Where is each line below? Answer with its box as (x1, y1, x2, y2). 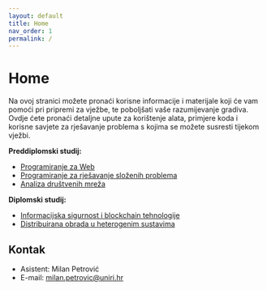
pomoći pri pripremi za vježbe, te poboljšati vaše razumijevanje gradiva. (8, 104, 249, 114)
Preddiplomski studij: (8, 147, 83, 156)
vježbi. (8, 130, 31, 140)
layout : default (8, 11, 63, 20)
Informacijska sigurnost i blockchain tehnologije (19, 211, 180, 220)
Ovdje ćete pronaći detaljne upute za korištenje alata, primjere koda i (8, 113, 238, 123)
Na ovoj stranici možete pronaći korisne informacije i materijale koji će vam (8, 96, 258, 106)
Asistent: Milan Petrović (19, 264, 100, 274)
